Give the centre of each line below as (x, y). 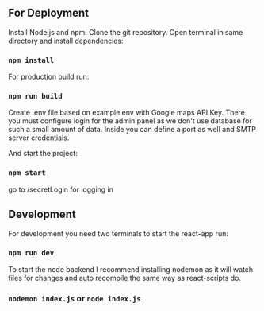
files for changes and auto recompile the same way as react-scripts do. (125, 278)
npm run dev (31, 253)
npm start (27, 173)
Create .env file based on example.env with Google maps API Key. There (127, 113)
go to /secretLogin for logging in (61, 189)
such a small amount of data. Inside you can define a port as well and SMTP (132, 130)
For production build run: (49, 77)
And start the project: (43, 154)
